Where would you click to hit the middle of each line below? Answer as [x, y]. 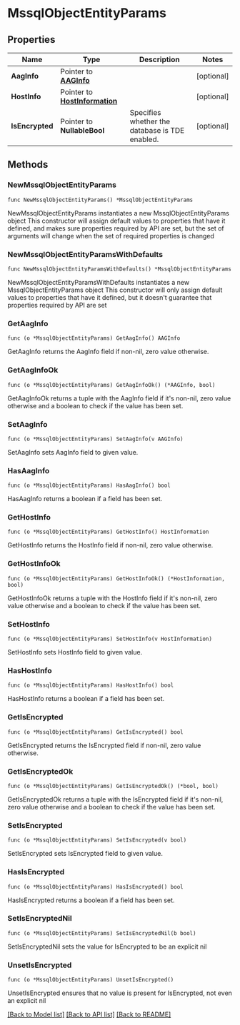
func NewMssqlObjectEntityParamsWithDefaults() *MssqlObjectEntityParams [120, 269]
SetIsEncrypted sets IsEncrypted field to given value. [85, 854]
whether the [150, 121]
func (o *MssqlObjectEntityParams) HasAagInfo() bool [89, 486]
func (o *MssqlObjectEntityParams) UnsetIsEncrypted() [91, 980]
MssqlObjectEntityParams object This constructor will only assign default [115, 290]
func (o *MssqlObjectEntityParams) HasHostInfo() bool [91, 686]
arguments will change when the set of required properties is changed [111, 236]
